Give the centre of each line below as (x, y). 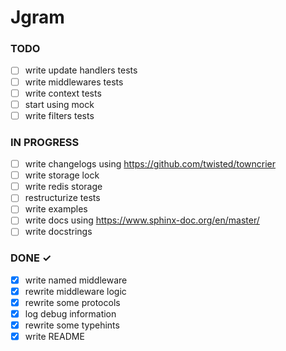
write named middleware (76, 280)
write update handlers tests (81, 70)
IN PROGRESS (45, 142)
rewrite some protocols (72, 302)
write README (54, 337)
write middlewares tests (74, 82)
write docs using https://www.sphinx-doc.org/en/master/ (142, 220)
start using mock (59, 104)
